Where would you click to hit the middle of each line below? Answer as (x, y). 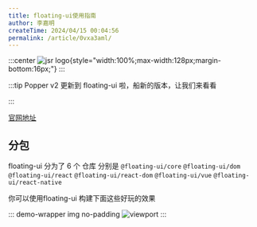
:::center (22, 61)
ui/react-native (35, 183)
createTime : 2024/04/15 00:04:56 (64, 30)
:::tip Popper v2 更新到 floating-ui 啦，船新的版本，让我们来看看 (113, 85)
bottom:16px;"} (33, 69)
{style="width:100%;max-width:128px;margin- (145, 61)
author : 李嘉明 (31, 23)
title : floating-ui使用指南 (53, 16)
